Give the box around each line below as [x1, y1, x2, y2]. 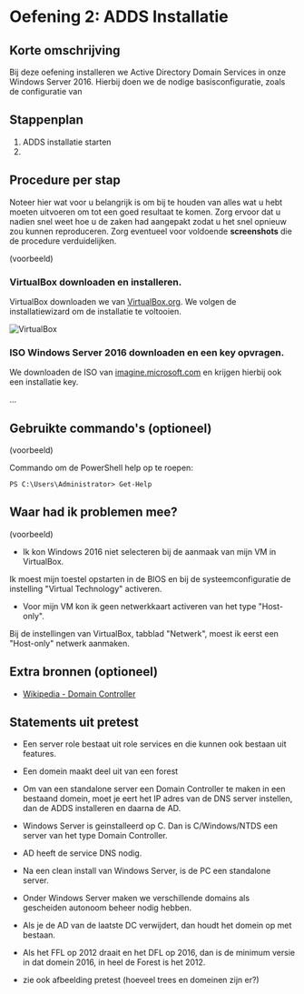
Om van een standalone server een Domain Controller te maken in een [22, 784, 286, 795]
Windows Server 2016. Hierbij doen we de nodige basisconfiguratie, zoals [9, 76, 286, 87]
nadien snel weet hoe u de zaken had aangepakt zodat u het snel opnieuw [9, 216, 288, 226]
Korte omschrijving [9, 43, 121, 58]
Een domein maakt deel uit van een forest [22, 766, 179, 777]
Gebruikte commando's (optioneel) [9, 420, 212, 436]
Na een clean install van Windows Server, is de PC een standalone [22, 866, 271, 877]
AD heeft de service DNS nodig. [22, 848, 142, 858]
